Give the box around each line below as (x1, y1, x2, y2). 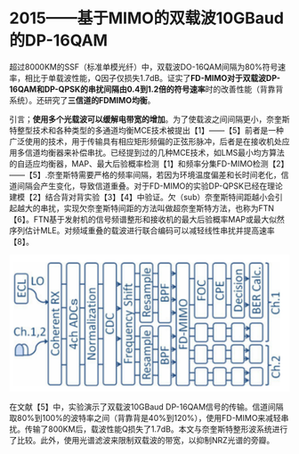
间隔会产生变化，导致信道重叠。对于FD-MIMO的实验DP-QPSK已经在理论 (16, 180, 283, 191)
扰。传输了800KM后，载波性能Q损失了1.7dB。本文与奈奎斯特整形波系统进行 (9, 424, 288, 434)
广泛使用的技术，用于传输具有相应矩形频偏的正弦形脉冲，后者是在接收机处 (9, 135, 282, 147)
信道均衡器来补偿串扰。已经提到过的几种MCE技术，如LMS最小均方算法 (24, 147, 285, 158)
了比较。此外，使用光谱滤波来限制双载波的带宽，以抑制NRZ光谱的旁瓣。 (9, 435, 275, 446)
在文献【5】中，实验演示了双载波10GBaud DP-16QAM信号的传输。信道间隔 (9, 401, 284, 412)
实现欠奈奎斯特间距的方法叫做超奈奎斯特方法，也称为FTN (63, 202, 274, 214)
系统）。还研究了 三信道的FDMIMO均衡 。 (9, 94, 156, 105)
